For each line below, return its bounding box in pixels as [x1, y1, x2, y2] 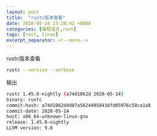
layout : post [6, 9, 40, 15]
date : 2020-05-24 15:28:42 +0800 [6, 20, 91, 26]
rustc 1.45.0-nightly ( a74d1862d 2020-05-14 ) [6, 91, 124, 97]
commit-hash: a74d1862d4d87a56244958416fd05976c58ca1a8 [6, 102, 151, 109]
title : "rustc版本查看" [6, 15, 66, 21]
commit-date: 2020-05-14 [6, 108, 69, 114]
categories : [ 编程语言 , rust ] [6, 26, 77, 32]
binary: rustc [6, 96, 43, 102]
